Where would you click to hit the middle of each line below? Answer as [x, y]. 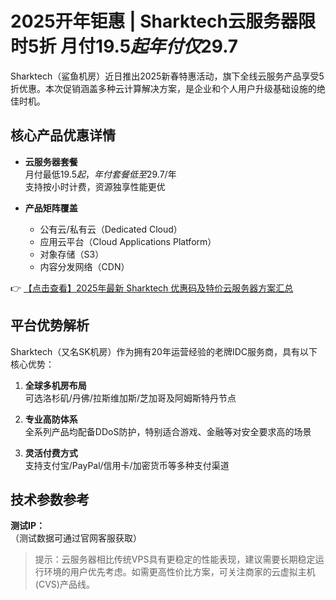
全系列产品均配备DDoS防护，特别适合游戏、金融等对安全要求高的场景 [168, 431]
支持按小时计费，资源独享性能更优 [95, 186]
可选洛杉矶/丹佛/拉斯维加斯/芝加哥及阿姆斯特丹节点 [130, 398]
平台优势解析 [50, 325]
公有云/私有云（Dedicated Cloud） [111, 229]
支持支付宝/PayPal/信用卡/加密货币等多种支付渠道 [127, 465]
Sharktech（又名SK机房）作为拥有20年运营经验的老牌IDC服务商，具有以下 [164, 351]
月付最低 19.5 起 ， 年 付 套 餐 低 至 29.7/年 [100, 174]
